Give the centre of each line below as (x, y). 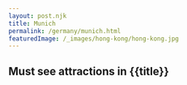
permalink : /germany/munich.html (65, 31)
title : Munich (32, 23)
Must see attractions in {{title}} (89, 71)
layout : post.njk (38, 16)
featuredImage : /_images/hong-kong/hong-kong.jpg (94, 38)
